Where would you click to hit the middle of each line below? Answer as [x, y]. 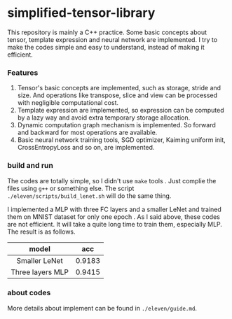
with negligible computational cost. [68, 103]
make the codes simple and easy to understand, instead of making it [106, 47]
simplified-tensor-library [81, 13]
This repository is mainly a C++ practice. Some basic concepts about [107, 32]
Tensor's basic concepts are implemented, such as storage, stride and [119, 88]
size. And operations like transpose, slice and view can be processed [117, 95]
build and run [30, 166]
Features [23, 73]
